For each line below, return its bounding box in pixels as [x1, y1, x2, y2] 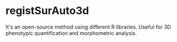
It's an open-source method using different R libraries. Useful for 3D [5, 23, 172, 30]
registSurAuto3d [5, 4, 89, 17]
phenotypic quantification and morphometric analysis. [5, 29, 137, 36]
